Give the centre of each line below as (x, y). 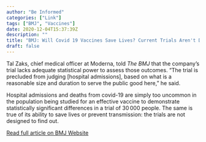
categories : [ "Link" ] (34, 18)
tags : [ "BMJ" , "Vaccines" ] (41, 23)
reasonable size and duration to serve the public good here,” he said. (93, 83)
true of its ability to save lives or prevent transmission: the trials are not (96, 114)
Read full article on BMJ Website (48, 133)
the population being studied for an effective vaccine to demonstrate (93, 101)
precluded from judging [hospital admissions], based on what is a (89, 77)
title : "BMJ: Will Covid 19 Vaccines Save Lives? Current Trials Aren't (101, 40)
